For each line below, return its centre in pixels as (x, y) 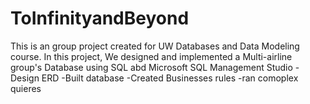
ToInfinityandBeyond (100, 18)
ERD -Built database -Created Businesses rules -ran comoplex (170, 78)
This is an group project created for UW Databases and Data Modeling (155, 46)
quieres (26, 88)
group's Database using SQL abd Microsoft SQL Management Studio (151, 67)
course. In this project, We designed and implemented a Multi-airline (151, 56)
